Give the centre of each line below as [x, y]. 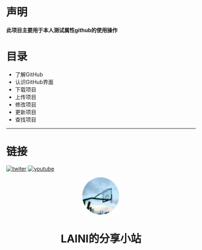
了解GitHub [29, 74]
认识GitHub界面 [34, 82]
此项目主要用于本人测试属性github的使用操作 [62, 30]
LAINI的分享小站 [101, 239]
